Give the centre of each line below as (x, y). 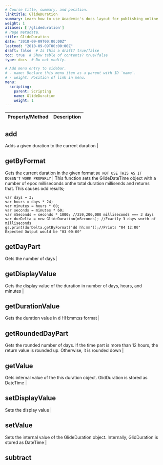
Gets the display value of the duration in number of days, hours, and (74, 286)
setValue (19, 426)
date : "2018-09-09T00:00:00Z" (36, 42)
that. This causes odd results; (35, 188)
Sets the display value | (29, 410)
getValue (19, 366)
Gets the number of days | (31, 258)
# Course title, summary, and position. (47, 10)
